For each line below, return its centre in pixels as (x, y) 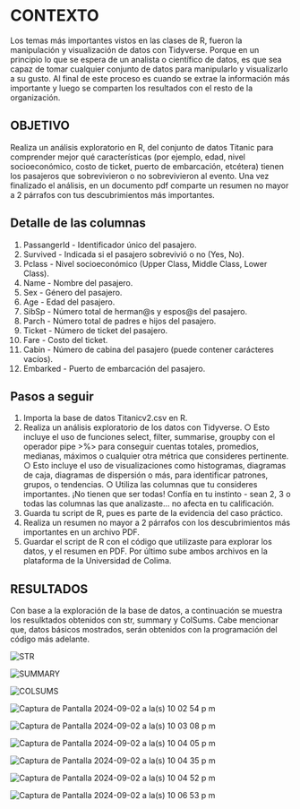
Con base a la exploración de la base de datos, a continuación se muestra (146, 611)
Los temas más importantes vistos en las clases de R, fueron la (126, 40)
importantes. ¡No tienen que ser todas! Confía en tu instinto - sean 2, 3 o (157, 495)
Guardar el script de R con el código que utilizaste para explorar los (147, 542)
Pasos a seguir (52, 396)
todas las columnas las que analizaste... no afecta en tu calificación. (149, 503)
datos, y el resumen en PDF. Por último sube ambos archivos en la (145, 551)
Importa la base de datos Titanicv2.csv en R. (105, 418)
